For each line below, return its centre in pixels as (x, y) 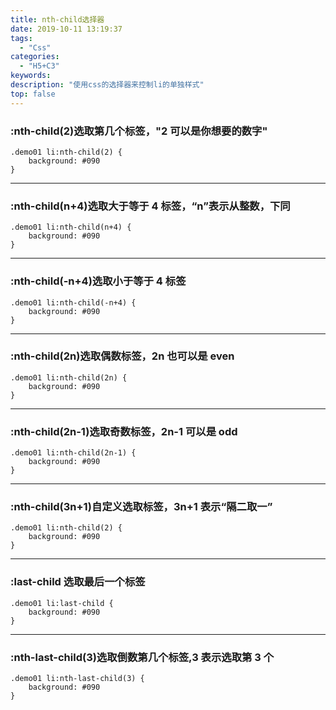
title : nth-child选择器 (57, 19)
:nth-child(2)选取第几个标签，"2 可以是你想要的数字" (139, 131)
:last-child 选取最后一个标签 (78, 582)
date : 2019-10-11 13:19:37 (66, 29)
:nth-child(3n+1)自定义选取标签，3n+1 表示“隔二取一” (141, 507)
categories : (35, 57)
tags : (21, 38)
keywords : (31, 76)
